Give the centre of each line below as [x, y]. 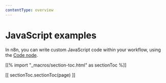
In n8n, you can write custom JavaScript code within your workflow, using [83, 50]
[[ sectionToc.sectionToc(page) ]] [40, 75]
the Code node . [22, 55]
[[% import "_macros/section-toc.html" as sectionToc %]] [66, 65]
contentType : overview [29, 10]
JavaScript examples [51, 35]
